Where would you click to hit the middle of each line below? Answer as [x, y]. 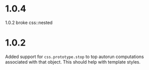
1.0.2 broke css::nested [29, 22]
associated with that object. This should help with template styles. [73, 62]
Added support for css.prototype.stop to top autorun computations [74, 56]
